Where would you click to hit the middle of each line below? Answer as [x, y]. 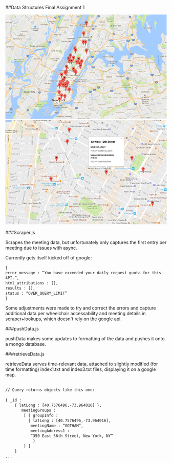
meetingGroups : [39, 410]
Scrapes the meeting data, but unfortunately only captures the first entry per [86, 242]
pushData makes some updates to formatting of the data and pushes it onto [85, 338]
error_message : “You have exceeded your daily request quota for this [83, 273]
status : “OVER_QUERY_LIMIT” [36, 293]
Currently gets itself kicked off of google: [49, 257]
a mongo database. [26, 344]
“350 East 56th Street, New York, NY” [72, 436]
